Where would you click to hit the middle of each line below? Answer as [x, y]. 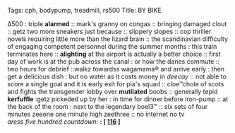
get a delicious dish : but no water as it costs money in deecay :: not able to [117, 76]
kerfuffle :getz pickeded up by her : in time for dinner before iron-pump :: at [118, 99]
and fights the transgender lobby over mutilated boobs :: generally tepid [113, 92]
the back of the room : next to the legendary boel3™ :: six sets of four [108, 106]
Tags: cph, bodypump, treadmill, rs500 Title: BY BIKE [84, 10]
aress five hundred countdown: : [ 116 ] [64, 122]
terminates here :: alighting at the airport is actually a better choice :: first [114, 54]
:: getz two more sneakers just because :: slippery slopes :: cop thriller [109, 31]
